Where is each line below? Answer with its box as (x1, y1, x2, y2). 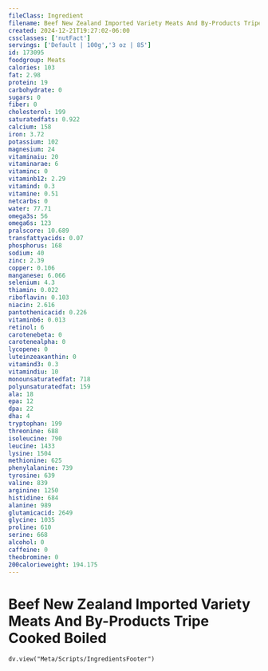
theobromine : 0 (8, 553, 59, 561)
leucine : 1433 (8, 442, 56, 450)
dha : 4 (8, 412, 30, 420)
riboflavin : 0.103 (8, 294, 69, 302)
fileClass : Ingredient (8, 11, 84, 20)
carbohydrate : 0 (8, 85, 62, 94)
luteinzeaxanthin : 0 (8, 353, 77, 361)
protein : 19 (8, 78, 48, 86)
